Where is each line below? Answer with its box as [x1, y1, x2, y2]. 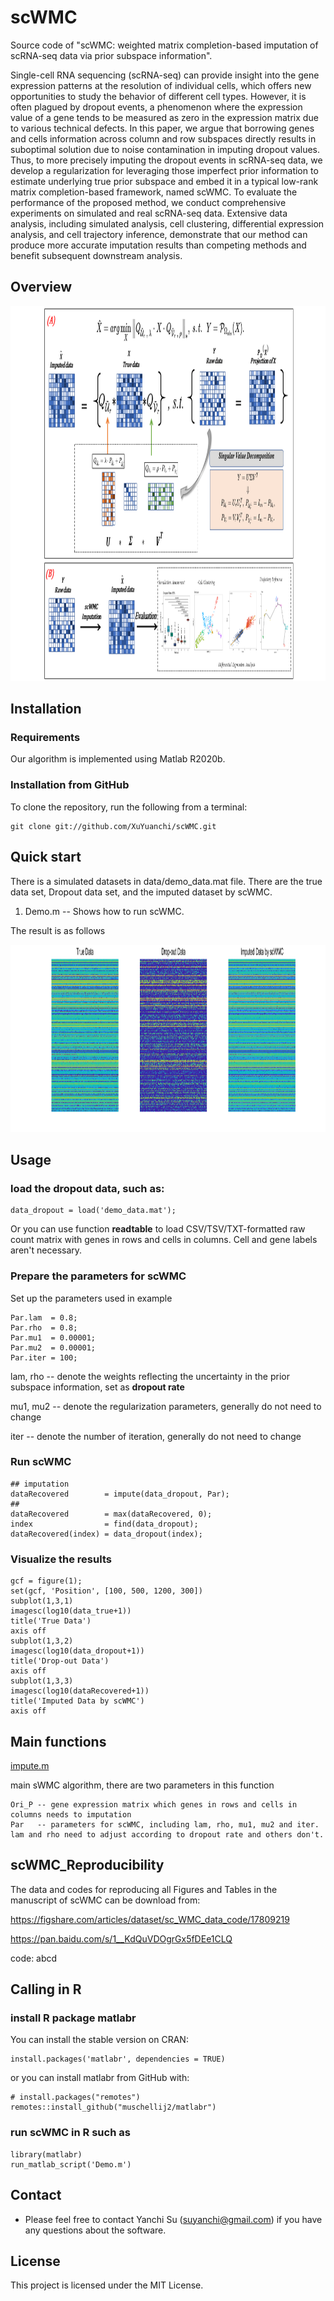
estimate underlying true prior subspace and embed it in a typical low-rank [10, 175, 319, 187]
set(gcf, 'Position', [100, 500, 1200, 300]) [10, 1586, 203, 1596]
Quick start [10, 849, 82, 866]
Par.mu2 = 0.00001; [10, 1342, 97, 1353]
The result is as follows [10, 924, 106, 936]
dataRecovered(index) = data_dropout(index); [10, 1529, 203, 1539]
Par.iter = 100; [10, 1352, 78, 1363]
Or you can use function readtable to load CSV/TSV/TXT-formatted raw [10, 1223, 306, 1235]
